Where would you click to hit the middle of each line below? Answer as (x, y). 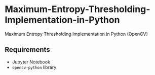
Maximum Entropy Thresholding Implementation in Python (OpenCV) (76, 34)
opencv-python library (34, 67)
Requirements (27, 50)
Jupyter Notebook (31, 62)
